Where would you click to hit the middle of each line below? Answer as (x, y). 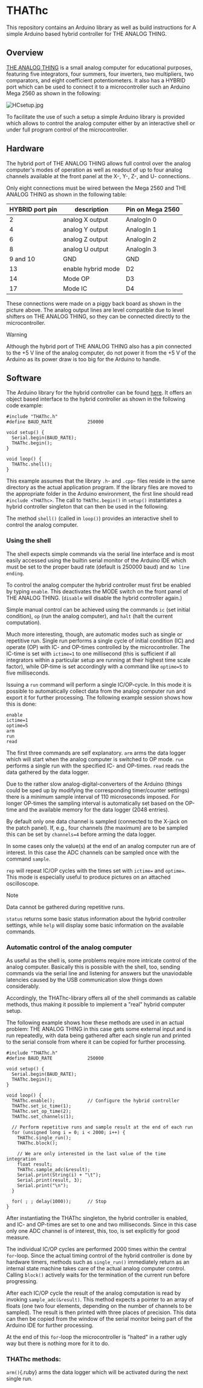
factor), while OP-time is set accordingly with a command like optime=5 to (97, 666)
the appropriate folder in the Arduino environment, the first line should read (100, 494)
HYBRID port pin (33, 209)
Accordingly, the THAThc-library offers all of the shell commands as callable (101, 998)
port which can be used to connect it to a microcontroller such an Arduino (98, 87)
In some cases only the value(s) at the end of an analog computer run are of (101, 846)
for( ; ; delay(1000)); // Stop (59, 1201)
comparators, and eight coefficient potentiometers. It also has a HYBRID (96, 80)
